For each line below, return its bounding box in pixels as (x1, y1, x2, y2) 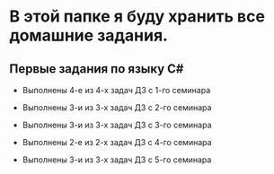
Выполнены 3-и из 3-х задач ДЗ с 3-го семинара (22, 119, 213, 130)
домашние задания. (9, 25, 169, 46)
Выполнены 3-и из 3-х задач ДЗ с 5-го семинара (22, 154, 212, 165)
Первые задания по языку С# (9, 61, 184, 76)
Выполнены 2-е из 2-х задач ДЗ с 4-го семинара (22, 137, 213, 147)
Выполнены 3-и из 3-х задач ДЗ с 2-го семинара (22, 102, 212, 113)
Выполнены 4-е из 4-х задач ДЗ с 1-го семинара (22, 85, 211, 95)
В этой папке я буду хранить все (9, 6, 265, 27)
